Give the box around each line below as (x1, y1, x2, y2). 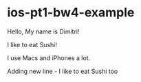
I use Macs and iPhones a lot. (7, 53, 91, 62)
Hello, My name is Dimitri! (7, 27, 80, 36)
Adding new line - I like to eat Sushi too (7, 67, 118, 75)
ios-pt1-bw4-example (7, 5, 135, 20)
